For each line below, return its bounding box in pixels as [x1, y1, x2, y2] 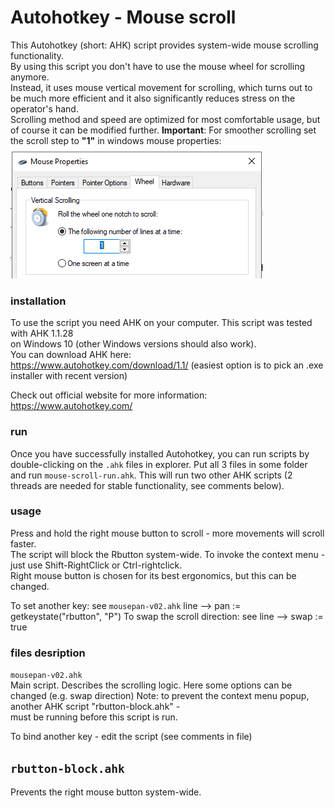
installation [10, 294, 67, 308]
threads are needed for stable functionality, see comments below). [10, 479, 285, 491]
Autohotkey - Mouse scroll [10, 6, 237, 29]
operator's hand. [10, 102, 79, 115]
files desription [10, 646, 86, 660]
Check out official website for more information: [10, 389, 208, 401]
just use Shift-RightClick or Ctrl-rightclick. [10, 559, 183, 571]
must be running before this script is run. [10, 711, 178, 723]
